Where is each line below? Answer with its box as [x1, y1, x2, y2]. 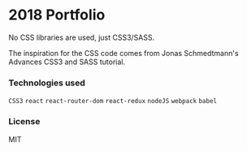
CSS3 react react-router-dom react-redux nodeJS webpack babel [8, 97, 218, 106]
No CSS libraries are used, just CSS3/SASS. [8, 32, 155, 42]
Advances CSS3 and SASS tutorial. [8, 57, 126, 67]
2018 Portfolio [8, 6, 106, 24]
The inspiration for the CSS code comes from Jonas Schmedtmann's [8, 48, 239, 58]
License [8, 116, 41, 127]
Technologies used [8, 77, 85, 88]
